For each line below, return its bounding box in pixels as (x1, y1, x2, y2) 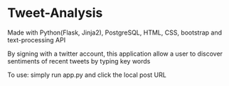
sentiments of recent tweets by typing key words (7, 56, 151, 65)
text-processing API (7, 35, 66, 44)
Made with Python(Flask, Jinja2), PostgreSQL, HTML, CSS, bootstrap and (7, 28, 223, 37)
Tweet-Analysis (7, 5, 103, 21)
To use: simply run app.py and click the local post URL (7, 70, 167, 79)
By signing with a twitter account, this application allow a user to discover (7, 49, 223, 58)
